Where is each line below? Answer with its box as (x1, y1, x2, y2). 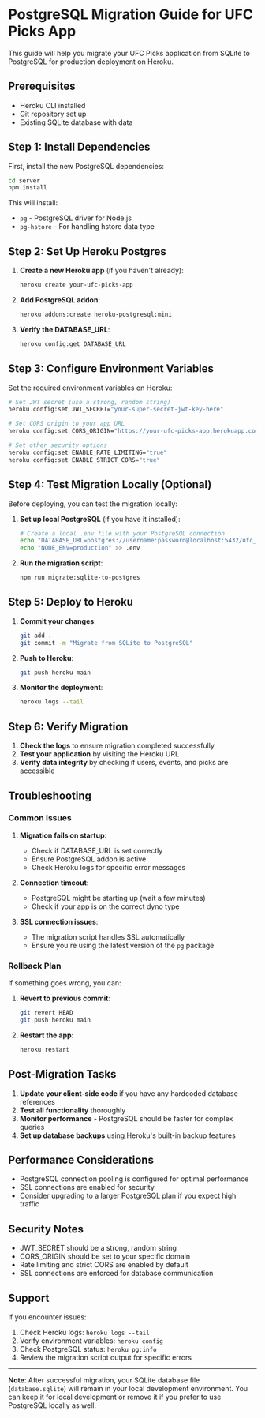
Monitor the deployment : (19, 683, 103, 692)
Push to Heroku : (19, 653, 73, 662)
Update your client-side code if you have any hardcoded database (19, 1088, 238, 1098)
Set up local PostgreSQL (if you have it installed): (19, 514, 181, 523)
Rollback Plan (8, 960, 62, 971)
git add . (19, 632, 53, 640)
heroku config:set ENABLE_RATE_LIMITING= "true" (8, 448, 168, 456)
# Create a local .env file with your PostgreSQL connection (19, 529, 226, 538)
